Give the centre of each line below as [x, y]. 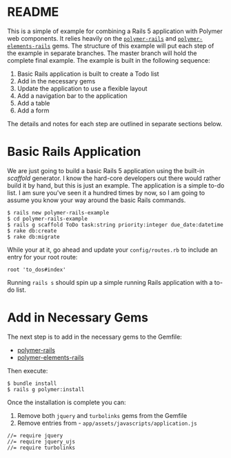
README [33, 12]
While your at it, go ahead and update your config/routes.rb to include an [112, 250]
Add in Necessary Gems [78, 318]
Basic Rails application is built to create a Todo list [88, 74]
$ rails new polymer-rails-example [58, 212]
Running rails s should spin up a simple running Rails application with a [110, 282]
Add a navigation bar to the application [72, 96]
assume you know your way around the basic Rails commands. [97, 200]
